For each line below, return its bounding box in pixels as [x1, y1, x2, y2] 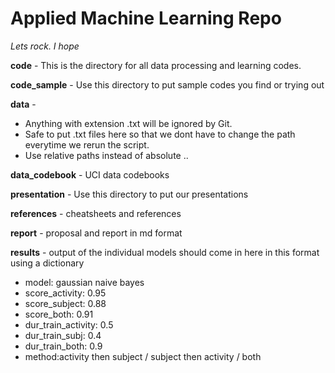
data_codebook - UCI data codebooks [10, 168, 170, 181]
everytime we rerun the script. [24, 138, 150, 151]
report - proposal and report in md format [10, 227, 183, 239]
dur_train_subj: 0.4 [24, 329, 102, 341]
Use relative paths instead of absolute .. [24, 149, 189, 161]
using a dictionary [10, 257, 85, 269]
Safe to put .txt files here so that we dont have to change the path [24, 128, 296, 140]
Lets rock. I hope [10, 40, 80, 52]
